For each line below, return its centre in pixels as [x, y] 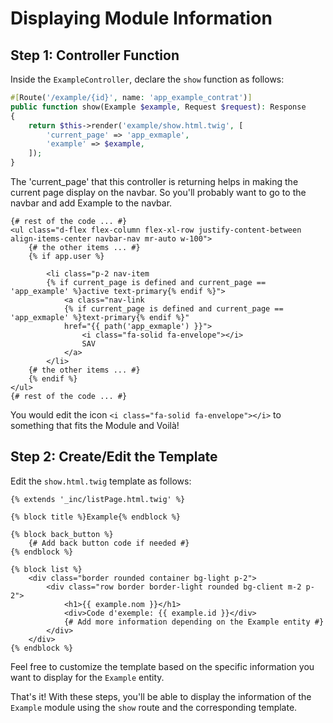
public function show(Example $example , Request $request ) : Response [158, 107]
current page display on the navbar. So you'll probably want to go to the [158, 192]
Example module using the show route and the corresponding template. [154, 707]
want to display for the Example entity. [87, 677]
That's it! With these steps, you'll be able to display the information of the [161, 696]
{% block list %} [46, 569]
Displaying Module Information [141, 18]
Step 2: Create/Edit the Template [114, 457]
